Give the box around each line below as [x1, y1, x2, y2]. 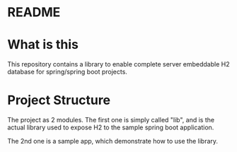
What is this [7, 37, 79, 53]
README [7, 4, 61, 21]
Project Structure [7, 93, 111, 108]
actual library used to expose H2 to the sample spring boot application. [7, 123, 214, 131]
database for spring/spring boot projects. [7, 68, 127, 76]
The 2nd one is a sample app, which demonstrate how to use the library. [7, 137, 218, 146]
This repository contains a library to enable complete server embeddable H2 [7, 60, 230, 69]
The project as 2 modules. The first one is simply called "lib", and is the [7, 116, 214, 124]
